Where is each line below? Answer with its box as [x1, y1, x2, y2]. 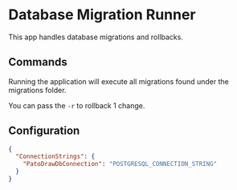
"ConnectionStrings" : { [15, 152, 95, 161]
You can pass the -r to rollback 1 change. [8, 100, 145, 110]
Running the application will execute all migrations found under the [8, 76, 229, 86]
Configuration [8, 124, 80, 138]
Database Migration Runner [8, 6, 196, 24]
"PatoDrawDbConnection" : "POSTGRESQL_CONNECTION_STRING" [22, 160, 218, 168]
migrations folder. [8, 85, 67, 95]
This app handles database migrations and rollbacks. [8, 32, 183, 42]
